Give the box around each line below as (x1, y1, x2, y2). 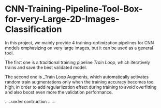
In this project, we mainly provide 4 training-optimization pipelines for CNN (5, 40, 154, 45)
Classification (5, 24, 62, 35)
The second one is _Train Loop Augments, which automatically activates (5, 74, 149, 80)
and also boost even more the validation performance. (5, 89, 113, 95)
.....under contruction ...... (5, 98, 56, 104)
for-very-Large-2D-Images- (5, 13, 120, 25)
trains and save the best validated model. (5, 64, 87, 70)
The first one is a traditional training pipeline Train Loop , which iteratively (5, 59, 150, 65)
